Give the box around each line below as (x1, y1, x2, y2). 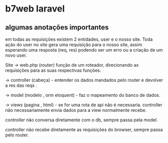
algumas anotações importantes (5, 23, 109, 32)
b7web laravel (5, 3, 65, 15)
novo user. (5, 52, 27, 58)
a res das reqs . (5, 82, 38, 88)
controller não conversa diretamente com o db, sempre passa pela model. (5, 117, 158, 123)
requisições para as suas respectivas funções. (5, 67, 101, 73)
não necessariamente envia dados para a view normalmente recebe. (5, 107, 147, 113)
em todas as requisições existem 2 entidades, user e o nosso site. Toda (5, 36, 153, 42)
